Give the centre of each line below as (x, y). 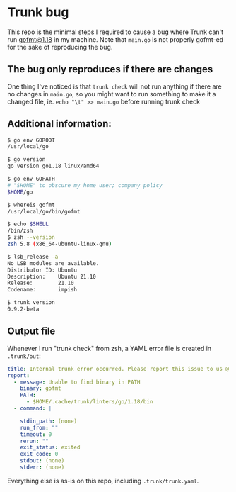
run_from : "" (39, 427)
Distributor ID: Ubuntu (42, 270)
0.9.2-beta (23, 309)
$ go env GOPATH (31, 179)
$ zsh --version (31, 237)
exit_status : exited (50, 447)
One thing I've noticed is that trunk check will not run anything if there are (115, 86)
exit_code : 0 (39, 454)
